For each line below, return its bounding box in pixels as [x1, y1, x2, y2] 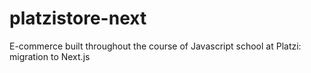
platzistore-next [9, 7, 147, 30]
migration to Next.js [9, 50, 91, 62]
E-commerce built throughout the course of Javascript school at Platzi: [9, 40, 302, 52]
